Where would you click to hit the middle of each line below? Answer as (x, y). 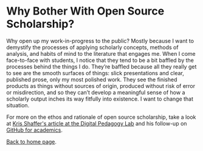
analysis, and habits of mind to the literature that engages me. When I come (101, 53)
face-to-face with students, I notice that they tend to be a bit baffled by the (100, 60)
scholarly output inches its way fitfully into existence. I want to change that (100, 99)
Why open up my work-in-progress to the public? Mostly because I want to (100, 41)
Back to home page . (31, 141)
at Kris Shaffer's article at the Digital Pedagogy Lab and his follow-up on (97, 123)
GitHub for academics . (34, 130)
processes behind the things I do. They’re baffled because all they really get (101, 66)
